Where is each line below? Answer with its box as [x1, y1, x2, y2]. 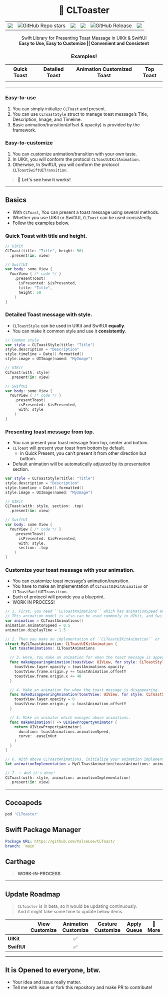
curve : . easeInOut [18, 734, 57, 739]
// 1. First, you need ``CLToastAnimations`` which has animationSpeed [5, 609, 157, 614]
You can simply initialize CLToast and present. [12, 105, 106, 112]
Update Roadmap [5, 890, 60, 898]
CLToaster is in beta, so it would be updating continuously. [17, 903, 137, 909]
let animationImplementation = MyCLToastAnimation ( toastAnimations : [5, 761, 151, 766]
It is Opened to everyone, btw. [5, 965, 101, 974]
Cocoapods [5, 798, 42, 807]
